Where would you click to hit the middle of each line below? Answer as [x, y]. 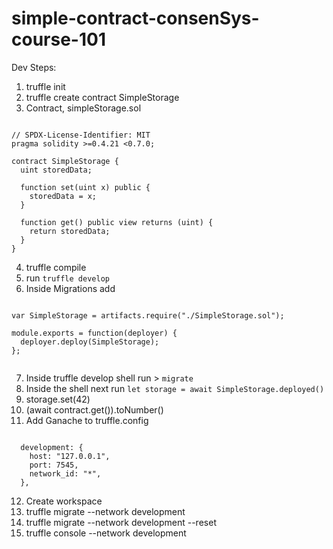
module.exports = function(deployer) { [94, 333]
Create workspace [64, 501]
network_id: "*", [65, 473]
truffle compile [56, 267]
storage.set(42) [58, 399]
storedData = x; [63, 196]
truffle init [45, 86]
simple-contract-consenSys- [135, 18]
